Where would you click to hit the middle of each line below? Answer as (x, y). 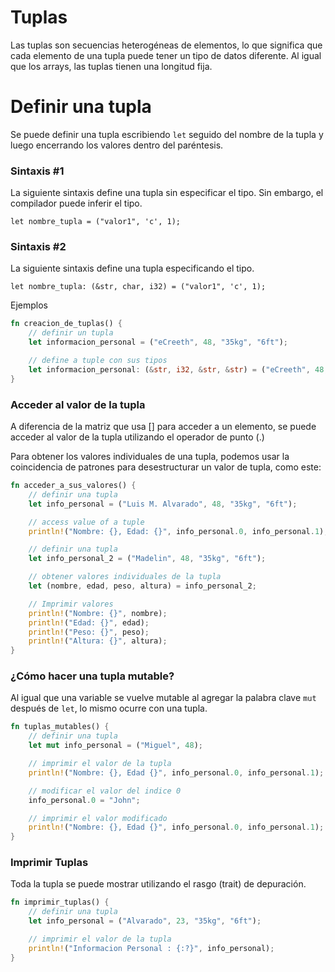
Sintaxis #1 (37, 171)
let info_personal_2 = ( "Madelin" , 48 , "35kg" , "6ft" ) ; (147, 559)
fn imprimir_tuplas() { (60, 902)
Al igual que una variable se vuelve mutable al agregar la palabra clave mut (163, 698)
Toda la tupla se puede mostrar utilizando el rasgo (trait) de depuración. (158, 884)
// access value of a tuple (86, 522)
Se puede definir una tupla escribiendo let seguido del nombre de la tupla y (167, 134)
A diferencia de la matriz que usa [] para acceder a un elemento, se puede (163, 427)
